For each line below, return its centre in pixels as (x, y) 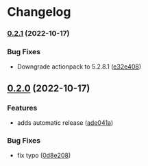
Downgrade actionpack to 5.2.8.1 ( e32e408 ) (79, 67)
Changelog (39, 12)
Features (22, 108)
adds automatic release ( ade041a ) (65, 123)
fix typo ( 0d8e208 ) (44, 156)
